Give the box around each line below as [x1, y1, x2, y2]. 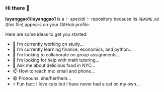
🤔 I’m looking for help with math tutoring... [12, 57, 100, 63]
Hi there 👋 [5, 5, 30, 12]
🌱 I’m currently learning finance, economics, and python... [12, 46, 133, 52]
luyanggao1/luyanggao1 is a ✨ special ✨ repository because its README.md [5, 16, 159, 22]
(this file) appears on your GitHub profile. [5, 22, 91, 28]
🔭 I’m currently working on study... [12, 41, 84, 47]
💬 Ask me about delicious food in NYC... [12, 62, 96, 68]
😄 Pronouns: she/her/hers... [12, 75, 71, 81]
